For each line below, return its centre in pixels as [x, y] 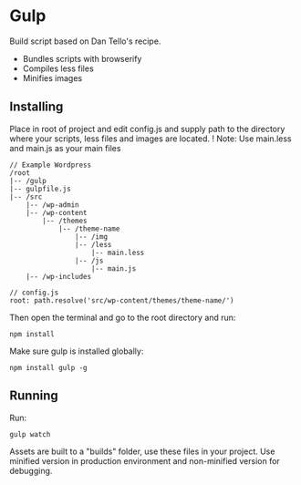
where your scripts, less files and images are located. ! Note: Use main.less [150, 139]
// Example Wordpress [51, 165]
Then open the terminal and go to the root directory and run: [123, 317]
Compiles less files [58, 68]
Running [34, 396]
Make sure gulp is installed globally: [77, 351]
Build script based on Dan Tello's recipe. [85, 41]
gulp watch [30, 434]
